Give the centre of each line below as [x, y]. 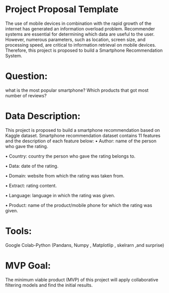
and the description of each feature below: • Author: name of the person [81, 141]
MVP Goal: [28, 265]
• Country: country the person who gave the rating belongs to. [70, 156]
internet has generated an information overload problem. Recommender [80, 28]
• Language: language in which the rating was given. [60, 195]
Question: [27, 76]
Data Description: [43, 116]
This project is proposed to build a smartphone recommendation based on [83, 130]
